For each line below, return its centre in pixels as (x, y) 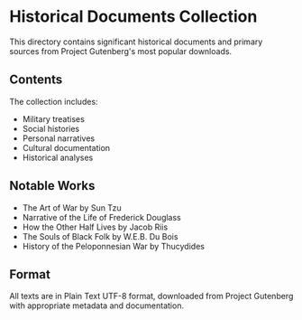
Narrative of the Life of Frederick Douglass (102, 217)
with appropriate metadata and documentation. (97, 306)
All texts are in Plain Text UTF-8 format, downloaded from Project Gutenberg (151, 296)
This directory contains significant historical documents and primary (136, 42)
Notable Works (52, 186)
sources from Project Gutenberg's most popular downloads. (121, 51)
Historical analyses (58, 157)
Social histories (50, 128)
